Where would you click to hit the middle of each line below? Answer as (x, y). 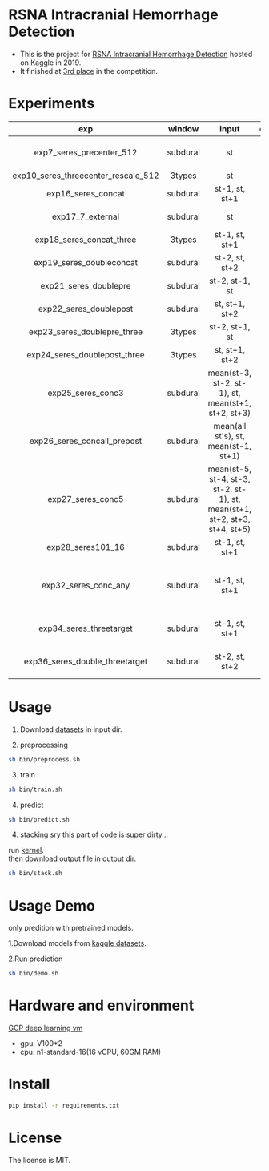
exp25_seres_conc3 (86, 393)
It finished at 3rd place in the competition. (88, 71)
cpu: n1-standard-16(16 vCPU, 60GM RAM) (90, 1052)
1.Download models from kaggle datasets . (77, 943)
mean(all (230, 426)
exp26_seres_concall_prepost (86, 441)
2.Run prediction (36, 959)
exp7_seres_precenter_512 (86, 152)
